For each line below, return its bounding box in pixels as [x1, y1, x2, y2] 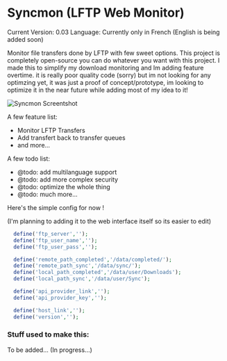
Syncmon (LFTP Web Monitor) [7, 5, 185, 21]
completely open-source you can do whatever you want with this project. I [7, 56, 220, 64]
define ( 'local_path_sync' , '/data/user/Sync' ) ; [13, 275, 151, 282]
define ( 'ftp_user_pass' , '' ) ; [13, 243, 98, 250]
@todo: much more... [17, 190, 78, 198]
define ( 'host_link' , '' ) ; [13, 307, 85, 314]
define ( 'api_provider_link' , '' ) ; [13, 288, 110, 295]
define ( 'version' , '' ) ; [13, 313, 79, 321]
